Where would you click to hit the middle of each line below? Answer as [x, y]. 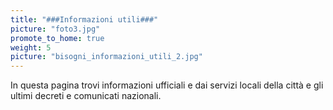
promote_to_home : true [57, 38]
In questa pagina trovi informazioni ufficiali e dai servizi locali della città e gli [167, 85]
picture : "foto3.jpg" [55, 29]
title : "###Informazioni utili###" [84, 19]
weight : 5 [31, 47]
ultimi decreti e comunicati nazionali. [86, 96]
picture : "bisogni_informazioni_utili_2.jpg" [106, 57]
